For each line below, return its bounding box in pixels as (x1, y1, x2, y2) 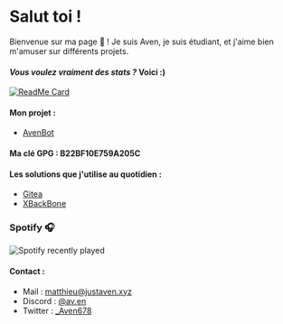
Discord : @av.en (22, 295, 87, 306)
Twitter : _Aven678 (22, 305, 92, 316)
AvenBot (22, 127, 54, 138)
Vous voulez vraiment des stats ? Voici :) (9, 66, 165, 78)
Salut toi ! (9, 6, 82, 27)
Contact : (9, 266, 45, 277)
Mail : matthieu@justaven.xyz (22, 286, 133, 297)
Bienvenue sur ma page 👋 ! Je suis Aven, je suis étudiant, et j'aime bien (9, 36, 274, 47)
